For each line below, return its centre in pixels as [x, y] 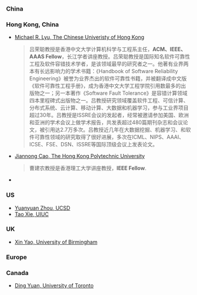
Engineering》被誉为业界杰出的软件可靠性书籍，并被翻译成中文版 [108, 78]
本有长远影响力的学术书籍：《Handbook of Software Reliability [103, 71]
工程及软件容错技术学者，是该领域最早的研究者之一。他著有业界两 [109, 64]
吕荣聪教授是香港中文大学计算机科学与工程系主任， [91, 49]
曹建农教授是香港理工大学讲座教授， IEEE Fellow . [88, 168]
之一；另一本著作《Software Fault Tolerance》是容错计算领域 [113, 93]
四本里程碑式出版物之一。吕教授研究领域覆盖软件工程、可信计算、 [109, 101]
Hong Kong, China [33, 24]
